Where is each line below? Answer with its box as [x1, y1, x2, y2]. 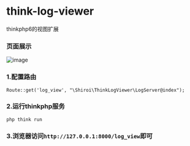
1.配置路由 [6, 73, 37, 81]
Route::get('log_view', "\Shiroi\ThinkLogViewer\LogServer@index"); [6, 87, 185, 93]
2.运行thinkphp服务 [6, 102, 66, 111]
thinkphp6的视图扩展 [6, 25, 59, 32]
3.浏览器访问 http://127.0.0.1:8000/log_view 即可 [6, 131, 153, 140]
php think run [6, 116, 43, 123]
